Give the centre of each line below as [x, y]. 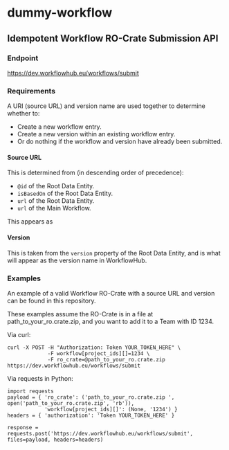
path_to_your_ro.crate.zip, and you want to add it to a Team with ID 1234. [111, 321]
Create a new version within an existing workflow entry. [96, 134]
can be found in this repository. [52, 300]
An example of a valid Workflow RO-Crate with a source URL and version [111, 293]
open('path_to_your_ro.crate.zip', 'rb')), [71, 403]
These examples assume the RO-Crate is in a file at [80, 314]
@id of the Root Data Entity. [56, 186]
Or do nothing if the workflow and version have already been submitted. [120, 142]
